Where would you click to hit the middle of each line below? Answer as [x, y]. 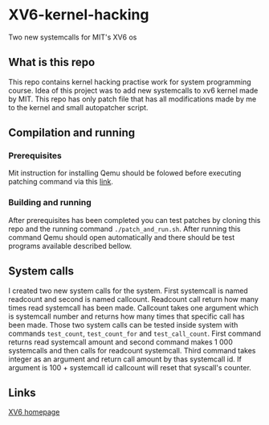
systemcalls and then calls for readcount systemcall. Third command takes [132, 350]
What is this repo [52, 62]
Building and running [50, 203]
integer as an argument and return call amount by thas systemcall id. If [125, 359]
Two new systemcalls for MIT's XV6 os [73, 37]
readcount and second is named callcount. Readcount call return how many [133, 299]
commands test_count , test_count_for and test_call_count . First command [135, 333]
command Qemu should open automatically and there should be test [122, 237]
